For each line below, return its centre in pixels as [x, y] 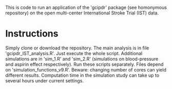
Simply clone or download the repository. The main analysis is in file [77, 48]
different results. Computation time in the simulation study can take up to [82, 75]
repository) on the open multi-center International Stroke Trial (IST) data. [82, 13]
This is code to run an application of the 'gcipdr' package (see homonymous [86, 7]
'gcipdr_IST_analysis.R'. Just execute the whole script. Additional [74, 53]
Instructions [32, 34]
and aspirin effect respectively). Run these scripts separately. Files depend [84, 64]
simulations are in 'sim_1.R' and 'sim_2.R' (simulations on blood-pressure [82, 59]
